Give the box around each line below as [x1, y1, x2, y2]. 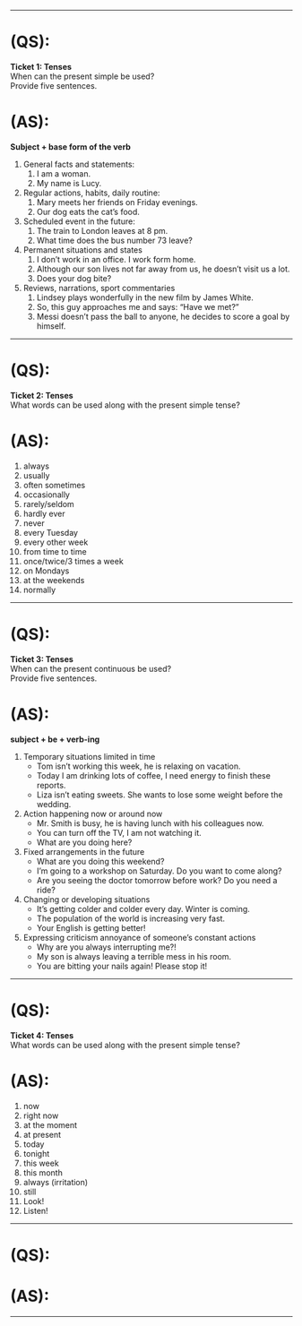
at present [22, 1129, 62, 1140]
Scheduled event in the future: [22, 216, 135, 227]
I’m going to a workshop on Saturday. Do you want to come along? [36, 865, 282, 876]
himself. [36, 320, 66, 331]
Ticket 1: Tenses [10, 61, 73, 72]
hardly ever [22, 508, 65, 519]
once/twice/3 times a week [22, 555, 124, 566]
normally [22, 584, 56, 595]
